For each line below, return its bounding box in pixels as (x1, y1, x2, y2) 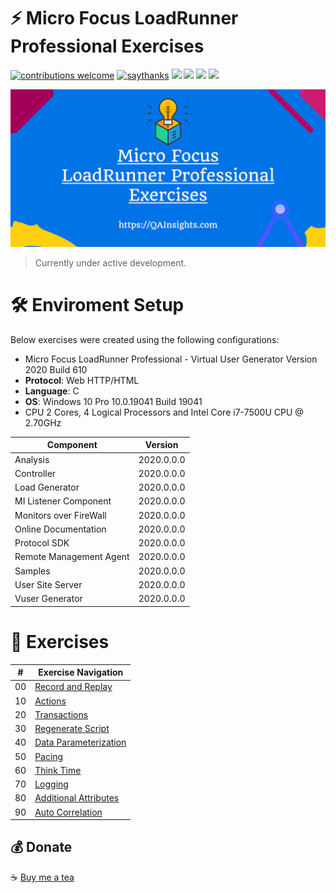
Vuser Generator (14, 593, 83, 605)
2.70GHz (24, 416, 62, 429)
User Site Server (14, 578, 83, 590)
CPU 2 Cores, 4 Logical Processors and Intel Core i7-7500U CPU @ (24, 406, 304, 418)
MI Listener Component (14, 495, 112, 507)
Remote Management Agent (14, 551, 130, 563)
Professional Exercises (10, 35, 205, 58)
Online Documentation (14, 523, 107, 535)
